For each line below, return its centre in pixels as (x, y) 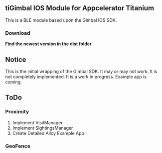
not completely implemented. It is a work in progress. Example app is (76, 76)
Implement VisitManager (38, 122)
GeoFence (18, 146)
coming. (13, 82)
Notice (16, 59)
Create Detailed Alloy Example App (48, 133)
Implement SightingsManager (43, 128)
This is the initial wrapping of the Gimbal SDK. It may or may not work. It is (81, 71)
